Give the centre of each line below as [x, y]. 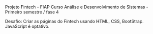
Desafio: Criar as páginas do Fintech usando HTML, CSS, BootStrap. [75, 21]
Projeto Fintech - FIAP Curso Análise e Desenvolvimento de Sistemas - [77, 7]
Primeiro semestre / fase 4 [32, 12]
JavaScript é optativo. [27, 26]
